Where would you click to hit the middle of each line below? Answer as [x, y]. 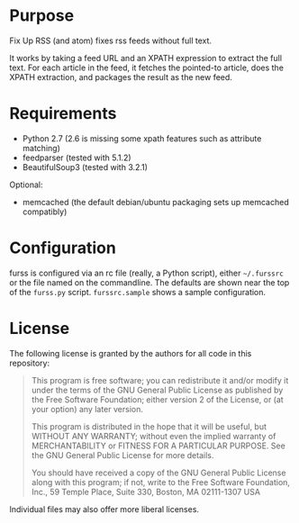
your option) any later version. [87, 409]
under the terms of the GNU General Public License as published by [157, 390]
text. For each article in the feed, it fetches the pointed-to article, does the [146, 68]
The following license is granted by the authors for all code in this [131, 353]
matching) [41, 148]
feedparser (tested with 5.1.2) [77, 158]
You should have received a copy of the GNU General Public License [159, 473]
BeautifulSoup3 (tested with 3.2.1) [85, 167]
